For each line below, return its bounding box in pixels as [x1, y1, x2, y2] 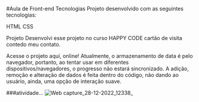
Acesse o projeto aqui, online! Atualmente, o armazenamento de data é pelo [6, 52, 193, 59]
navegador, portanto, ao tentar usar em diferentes [6, 59, 129, 66]
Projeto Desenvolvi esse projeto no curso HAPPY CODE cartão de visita [6, 35, 182, 41]
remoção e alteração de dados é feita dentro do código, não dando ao [6, 72, 179, 78]
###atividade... [6, 89, 44, 96]
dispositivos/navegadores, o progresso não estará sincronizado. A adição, [6, 65, 189, 72]
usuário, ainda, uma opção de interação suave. [6, 78, 122, 85]
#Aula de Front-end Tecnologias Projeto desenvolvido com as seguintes [6, 5, 184, 12]
